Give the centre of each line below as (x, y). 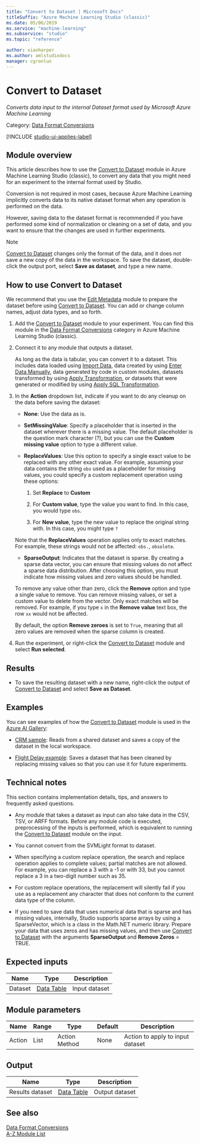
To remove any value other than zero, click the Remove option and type (103, 588)
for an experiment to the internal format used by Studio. (74, 182)
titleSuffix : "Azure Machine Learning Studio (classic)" (78, 17)
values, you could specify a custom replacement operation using (103, 475)
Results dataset (31, 1092)
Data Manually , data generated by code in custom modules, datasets (99, 372)
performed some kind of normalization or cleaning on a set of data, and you (99, 224)
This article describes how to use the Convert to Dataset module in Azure (96, 170)
